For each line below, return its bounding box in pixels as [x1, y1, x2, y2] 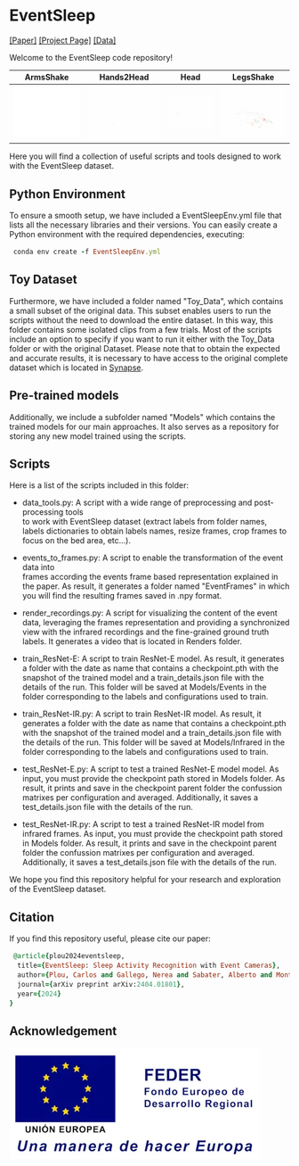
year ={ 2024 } [17, 989, 62, 998]
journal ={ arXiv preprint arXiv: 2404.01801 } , [17, 980, 185, 988]
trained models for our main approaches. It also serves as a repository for [9, 421, 279, 432]
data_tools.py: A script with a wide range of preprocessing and [21, 497, 253, 509]
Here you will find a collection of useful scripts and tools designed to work [9, 151, 282, 161]
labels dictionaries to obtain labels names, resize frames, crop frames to [21, 525, 287, 536]
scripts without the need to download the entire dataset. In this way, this [9, 314, 274, 326]
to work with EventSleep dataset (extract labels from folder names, [21, 517, 268, 527]
